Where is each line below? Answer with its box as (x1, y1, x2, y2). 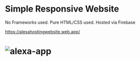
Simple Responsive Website (5, 3, 119, 15)
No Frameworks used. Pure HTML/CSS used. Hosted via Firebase (5, 19, 136, 25)
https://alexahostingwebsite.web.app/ (5, 29, 81, 34)
